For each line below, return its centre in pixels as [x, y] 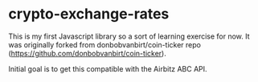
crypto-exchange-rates [89, 14]
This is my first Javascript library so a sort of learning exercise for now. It [129, 36]
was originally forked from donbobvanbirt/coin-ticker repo [104, 44]
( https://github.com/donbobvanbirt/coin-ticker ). [87, 53]
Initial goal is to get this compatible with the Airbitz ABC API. [108, 68]
